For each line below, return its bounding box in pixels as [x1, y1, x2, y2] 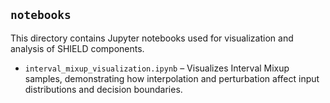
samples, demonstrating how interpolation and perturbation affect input [24, 72, 320, 84]
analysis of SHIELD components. [10, 42, 145, 54]
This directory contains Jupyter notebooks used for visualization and [10, 32, 294, 44]
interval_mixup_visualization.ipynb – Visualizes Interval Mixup [24, 62, 290, 74]
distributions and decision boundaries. [24, 83, 183, 95]
